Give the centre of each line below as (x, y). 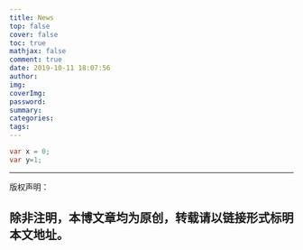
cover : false (34, 34)
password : (28, 102)
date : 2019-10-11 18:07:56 (60, 69)
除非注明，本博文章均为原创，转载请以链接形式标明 (151, 218)
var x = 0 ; (30, 152)
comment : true (36, 60)
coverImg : (28, 93)
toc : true (28, 43)
